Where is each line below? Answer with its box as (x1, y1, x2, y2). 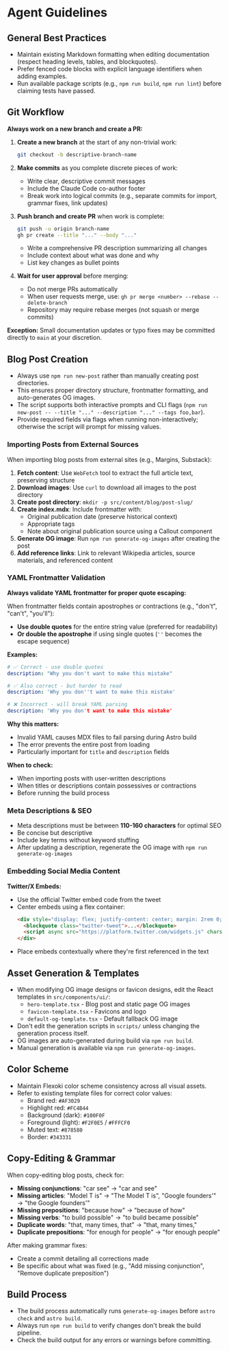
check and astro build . (16, 1314, 82, 1322)
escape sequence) (16, 637, 70, 645)
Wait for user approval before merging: (16, 272, 129, 280)
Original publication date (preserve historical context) (27, 512, 178, 520)
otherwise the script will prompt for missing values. (16, 423, 162, 431)
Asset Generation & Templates (7, 967, 139, 979)
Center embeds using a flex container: (16, 903, 125, 911)
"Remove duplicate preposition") (16, 1269, 109, 1277)
